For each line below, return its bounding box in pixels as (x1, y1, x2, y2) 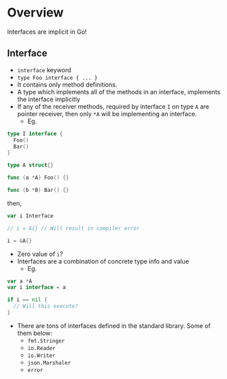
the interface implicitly (17, 95, 80, 103)
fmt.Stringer (27, 337, 65, 345)
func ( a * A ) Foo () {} (7, 174, 69, 182)
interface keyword (17, 65, 72, 74)
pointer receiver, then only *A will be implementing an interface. (17, 109, 197, 118)
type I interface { (7, 130, 63, 137)
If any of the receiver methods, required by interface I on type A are (17, 102, 210, 111)
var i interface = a (7, 284, 67, 291)
